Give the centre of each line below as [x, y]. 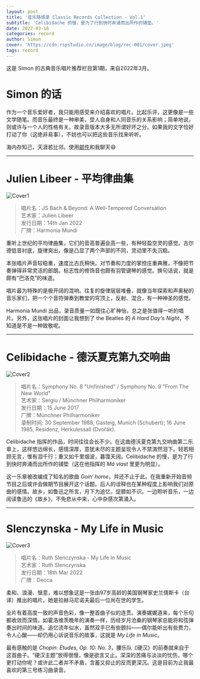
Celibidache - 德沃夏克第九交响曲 [88, 357]
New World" [36, 393]
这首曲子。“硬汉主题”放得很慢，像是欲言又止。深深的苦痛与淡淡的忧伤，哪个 [100, 655]
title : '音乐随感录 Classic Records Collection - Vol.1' [76, 17]
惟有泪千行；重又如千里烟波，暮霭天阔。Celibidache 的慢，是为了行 [110, 456]
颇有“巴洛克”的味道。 [32, 278]
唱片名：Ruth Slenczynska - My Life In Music [76, 558]
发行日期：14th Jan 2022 [51, 223]
